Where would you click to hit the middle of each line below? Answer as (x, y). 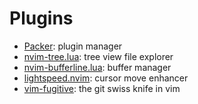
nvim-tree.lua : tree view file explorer (98, 56)
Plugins (41, 18)
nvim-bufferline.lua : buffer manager (97, 67)
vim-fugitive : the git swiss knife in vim (102, 88)
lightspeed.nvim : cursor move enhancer (106, 78)
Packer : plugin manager (73, 46)
